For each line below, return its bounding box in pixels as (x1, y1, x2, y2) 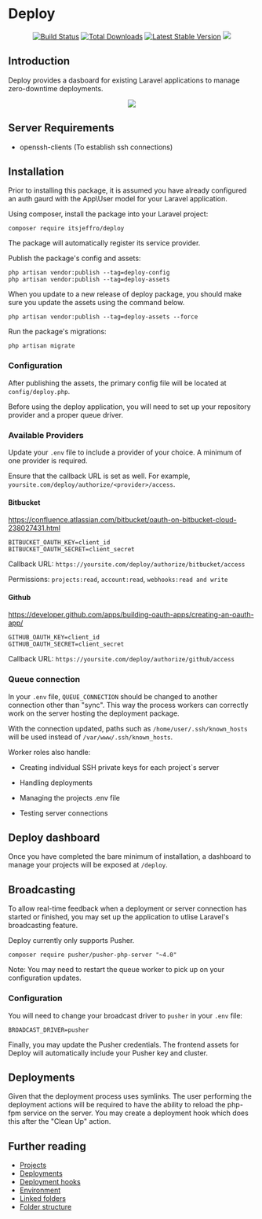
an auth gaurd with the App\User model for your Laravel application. (8, 194, 227, 204)
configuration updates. (8, 973, 82, 983)
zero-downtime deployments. (8, 83, 104, 93)
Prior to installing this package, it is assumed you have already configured (8, 186, 247, 195)
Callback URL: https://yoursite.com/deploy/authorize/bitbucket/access (8, 559, 246, 569)
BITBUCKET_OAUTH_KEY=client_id (8, 539, 111, 547)
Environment (19, 1185, 61, 1195)
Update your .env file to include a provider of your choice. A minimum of (8, 447, 242, 457)
